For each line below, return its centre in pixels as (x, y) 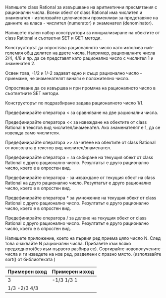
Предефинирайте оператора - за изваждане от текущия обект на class (80, 178)
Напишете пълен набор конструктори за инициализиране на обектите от (83, 33)
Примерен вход (27, 272)
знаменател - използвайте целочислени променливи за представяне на (82, 18)
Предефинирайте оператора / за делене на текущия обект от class (76, 218)
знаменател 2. (20, 63)
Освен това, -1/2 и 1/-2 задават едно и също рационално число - (74, 73)
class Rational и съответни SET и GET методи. (54, 38)
